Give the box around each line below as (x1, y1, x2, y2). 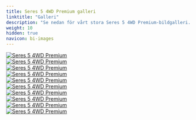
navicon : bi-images (6, 36, 54, 42)
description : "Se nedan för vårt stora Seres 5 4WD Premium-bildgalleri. (6, 19, 191, 25)
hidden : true (6, 30, 38, 36)
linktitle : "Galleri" (6, 14, 59, 20)
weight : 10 (6, 25, 33, 31)
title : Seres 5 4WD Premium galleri (6, 8, 96, 15)
